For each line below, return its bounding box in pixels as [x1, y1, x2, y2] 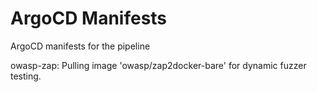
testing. [10, 70, 42, 82]
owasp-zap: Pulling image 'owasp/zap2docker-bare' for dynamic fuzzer [10, 59, 307, 71]
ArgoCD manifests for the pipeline [10, 40, 151, 52]
